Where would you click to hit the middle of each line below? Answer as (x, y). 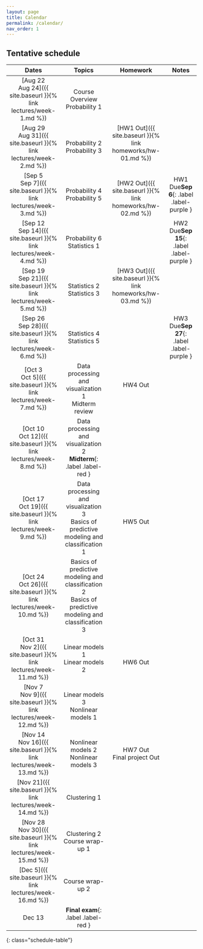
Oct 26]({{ (34, 585)
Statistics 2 (84, 286)
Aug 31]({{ (33, 135)
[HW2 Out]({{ (136, 183)
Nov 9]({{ (34, 695)
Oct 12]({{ (34, 436)
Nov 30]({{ (33, 830)
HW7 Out (136, 750)
